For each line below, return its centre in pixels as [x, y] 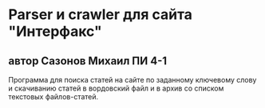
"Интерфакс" [55, 31]
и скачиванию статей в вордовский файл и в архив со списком [116, 88]
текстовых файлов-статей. [53, 96]
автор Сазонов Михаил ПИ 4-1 [88, 61]
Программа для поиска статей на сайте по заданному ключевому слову [132, 80]
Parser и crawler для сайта [101, 15]
